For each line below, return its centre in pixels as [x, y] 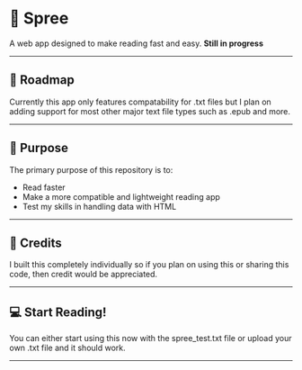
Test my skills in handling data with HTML [99, 206]
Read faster [44, 187]
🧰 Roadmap [42, 80]
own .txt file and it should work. [67, 348]
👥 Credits [36, 243]
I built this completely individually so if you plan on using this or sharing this [149, 265]
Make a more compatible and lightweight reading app [121, 196]
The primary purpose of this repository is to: [91, 169]
